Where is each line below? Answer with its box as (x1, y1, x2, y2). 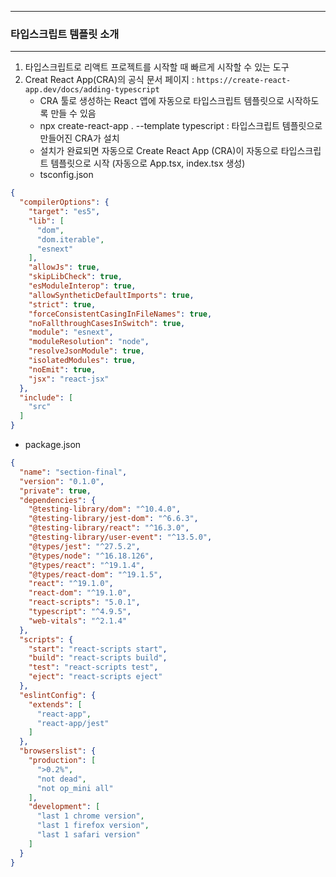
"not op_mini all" (36, 783, 114, 793)
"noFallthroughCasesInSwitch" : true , (28, 318, 186, 328)
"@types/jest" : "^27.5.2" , (28, 541, 141, 551)
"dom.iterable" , (36, 234, 105, 245)
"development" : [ (28, 802, 101, 812)
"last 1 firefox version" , (36, 821, 150, 831)
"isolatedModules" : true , (28, 356, 137, 366)
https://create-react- (196, 76, 292, 86)
